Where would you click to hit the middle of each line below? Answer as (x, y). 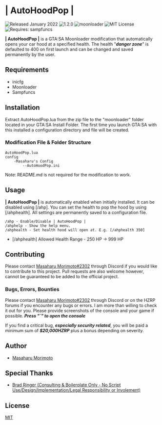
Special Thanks (29, 373)
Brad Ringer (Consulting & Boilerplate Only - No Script (66, 385)
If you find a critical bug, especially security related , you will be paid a (77, 325)
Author (16, 346)
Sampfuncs (24, 92)
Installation (22, 108)
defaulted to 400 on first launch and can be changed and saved (69, 49)
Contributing (25, 254)
